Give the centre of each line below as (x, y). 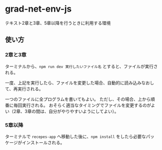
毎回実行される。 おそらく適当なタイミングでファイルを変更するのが (82, 105)
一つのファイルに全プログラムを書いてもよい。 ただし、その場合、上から (78, 99)
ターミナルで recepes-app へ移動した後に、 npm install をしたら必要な (75, 136)
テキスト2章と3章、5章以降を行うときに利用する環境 (58, 23)
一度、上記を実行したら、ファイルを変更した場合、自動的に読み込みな (75, 83)
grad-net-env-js (38, 9)
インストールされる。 (43, 142)
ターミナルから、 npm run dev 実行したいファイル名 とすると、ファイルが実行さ (81, 66)
